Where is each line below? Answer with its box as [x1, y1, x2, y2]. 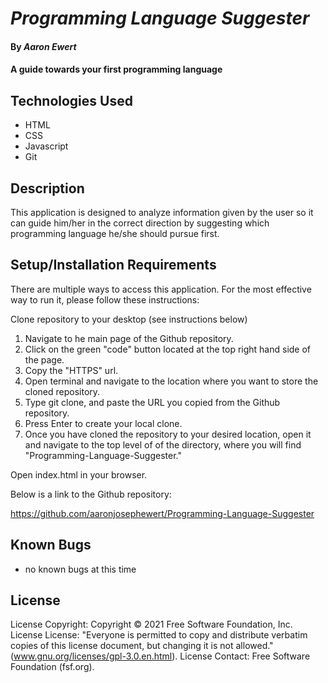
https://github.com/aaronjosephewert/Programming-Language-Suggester [10, 507, 315, 519]
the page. [24, 353, 65, 366]
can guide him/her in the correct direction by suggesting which [10, 217, 270, 229]
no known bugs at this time [24, 563, 137, 575]
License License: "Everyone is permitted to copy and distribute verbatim [10, 629, 308, 641]
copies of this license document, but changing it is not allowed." [10, 640, 274, 652]
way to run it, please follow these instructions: [10, 293, 200, 306]
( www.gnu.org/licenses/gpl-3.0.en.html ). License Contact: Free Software [10, 650, 311, 662]
